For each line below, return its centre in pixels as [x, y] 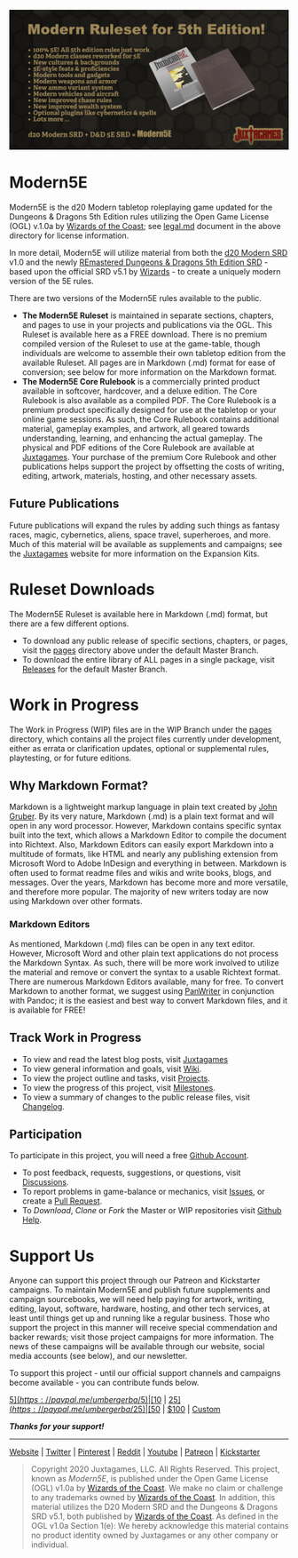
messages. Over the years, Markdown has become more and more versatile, [149, 882]
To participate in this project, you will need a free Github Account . [129, 1156]
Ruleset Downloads [82, 589]
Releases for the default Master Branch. [95, 669]
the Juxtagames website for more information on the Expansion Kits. [134, 553]
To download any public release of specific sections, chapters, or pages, [155, 640]
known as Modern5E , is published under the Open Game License [149, 1479]
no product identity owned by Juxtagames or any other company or [155, 1535]
